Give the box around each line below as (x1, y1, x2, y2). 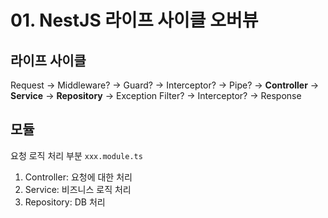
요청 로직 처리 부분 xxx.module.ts (10, 149, 143, 161)
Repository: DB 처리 (24, 196, 106, 208)
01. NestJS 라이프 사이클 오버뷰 (10, 9, 259, 32)
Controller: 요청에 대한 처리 (24, 171, 133, 183)
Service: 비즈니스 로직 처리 (24, 183, 132, 195)
